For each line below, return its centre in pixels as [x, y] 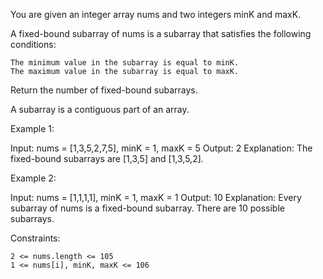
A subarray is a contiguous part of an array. [100, 109]
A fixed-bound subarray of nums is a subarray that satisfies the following [161, 33]
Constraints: [35, 238]
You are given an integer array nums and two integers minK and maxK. [156, 14]
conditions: [33, 44]
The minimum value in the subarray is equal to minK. [125, 63]
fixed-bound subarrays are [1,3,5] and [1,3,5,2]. [107, 158]
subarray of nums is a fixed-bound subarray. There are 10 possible [147, 208]
